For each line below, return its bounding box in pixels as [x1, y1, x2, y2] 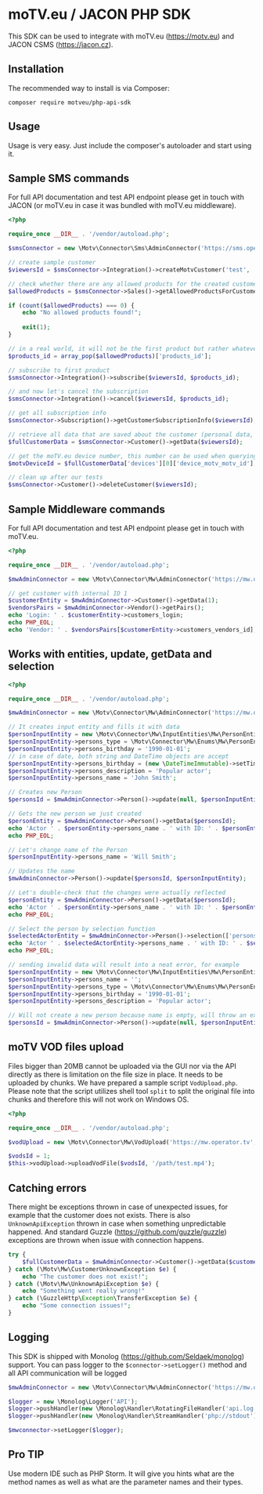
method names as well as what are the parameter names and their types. [8, 1477, 243, 1486]
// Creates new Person [8, 789, 82, 796]
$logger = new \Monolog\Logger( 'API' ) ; [8, 1397, 139, 1405]
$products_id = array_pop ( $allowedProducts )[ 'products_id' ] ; [8, 352, 212, 360]
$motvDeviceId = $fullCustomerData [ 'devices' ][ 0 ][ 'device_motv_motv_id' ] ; [8, 459, 258, 468]
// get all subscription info [8, 410, 107, 417]
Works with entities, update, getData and [8, 647, 213, 661]
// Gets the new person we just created [8, 810, 142, 818]
